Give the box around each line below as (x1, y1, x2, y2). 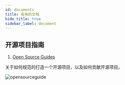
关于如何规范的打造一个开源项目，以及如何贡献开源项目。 (5, 64, 123, 70)
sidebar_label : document (5, 21, 57, 26)
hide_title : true (5, 16, 41, 21)
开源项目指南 (5, 41, 45, 49)
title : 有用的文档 (5, 12, 40, 17)
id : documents (5, 7, 35, 12)
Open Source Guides (12, 54, 56, 60)
